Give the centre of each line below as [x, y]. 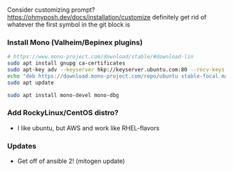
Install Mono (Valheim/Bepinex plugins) [75, 42]
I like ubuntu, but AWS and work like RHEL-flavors [88, 128]
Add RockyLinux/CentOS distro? [63, 113]
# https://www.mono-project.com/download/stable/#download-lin [101, 57]
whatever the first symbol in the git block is [69, 24]
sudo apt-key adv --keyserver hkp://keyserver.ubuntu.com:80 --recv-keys [116, 69]
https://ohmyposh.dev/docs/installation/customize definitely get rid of [107, 17]
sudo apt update [31, 83]
